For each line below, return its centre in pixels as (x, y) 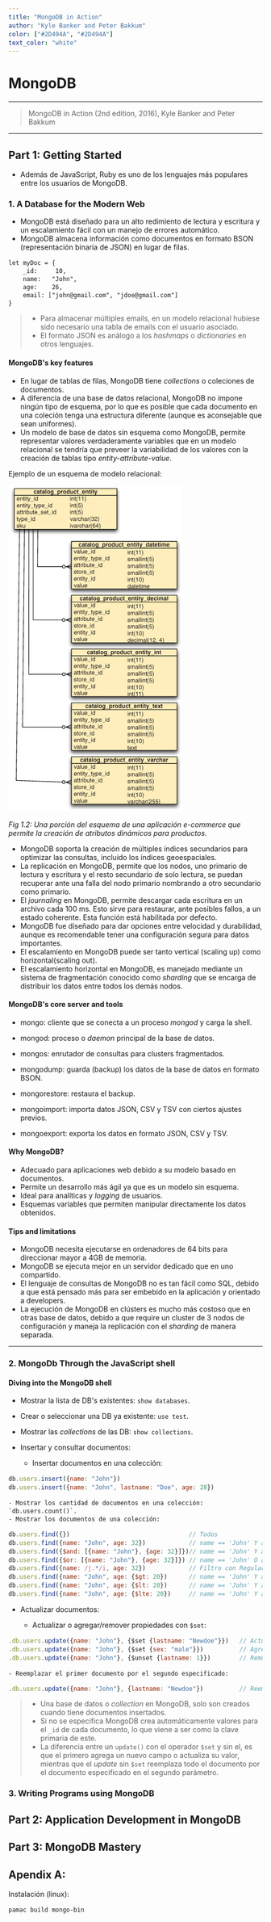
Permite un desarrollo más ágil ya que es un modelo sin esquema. (129, 1186)
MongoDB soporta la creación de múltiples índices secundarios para (134, 849)
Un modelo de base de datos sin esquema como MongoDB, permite (133, 432)
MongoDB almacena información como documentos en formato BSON (137, 239)
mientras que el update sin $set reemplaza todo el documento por (150, 1764)
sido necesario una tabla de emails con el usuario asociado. (140, 327)
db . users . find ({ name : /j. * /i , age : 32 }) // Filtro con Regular (137, 1568)
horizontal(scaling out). (58, 960)
